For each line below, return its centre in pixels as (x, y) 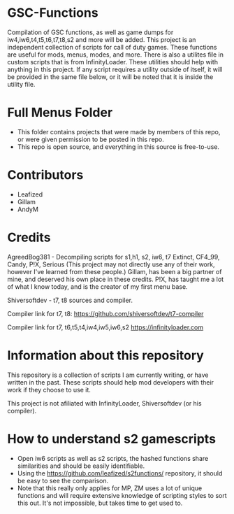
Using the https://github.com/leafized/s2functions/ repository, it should (120, 473)
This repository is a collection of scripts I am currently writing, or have (108, 375)
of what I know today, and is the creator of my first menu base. (97, 286)
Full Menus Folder (60, 113)
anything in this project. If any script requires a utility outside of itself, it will (115, 69)
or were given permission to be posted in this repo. (90, 139)
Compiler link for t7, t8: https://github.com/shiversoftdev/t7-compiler (105, 313)
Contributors (45, 175)
